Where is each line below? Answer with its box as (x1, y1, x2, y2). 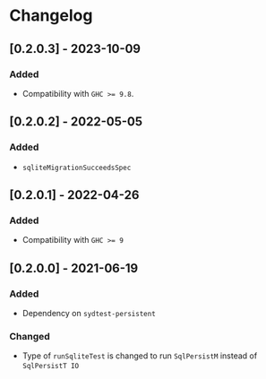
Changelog (9, 5, 93, 26)
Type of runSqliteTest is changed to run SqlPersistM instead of (21, 350, 258, 361)
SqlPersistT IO (21, 362, 80, 371)
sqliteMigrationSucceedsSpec (21, 163, 132, 172)
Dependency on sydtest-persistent (21, 307, 157, 318)
